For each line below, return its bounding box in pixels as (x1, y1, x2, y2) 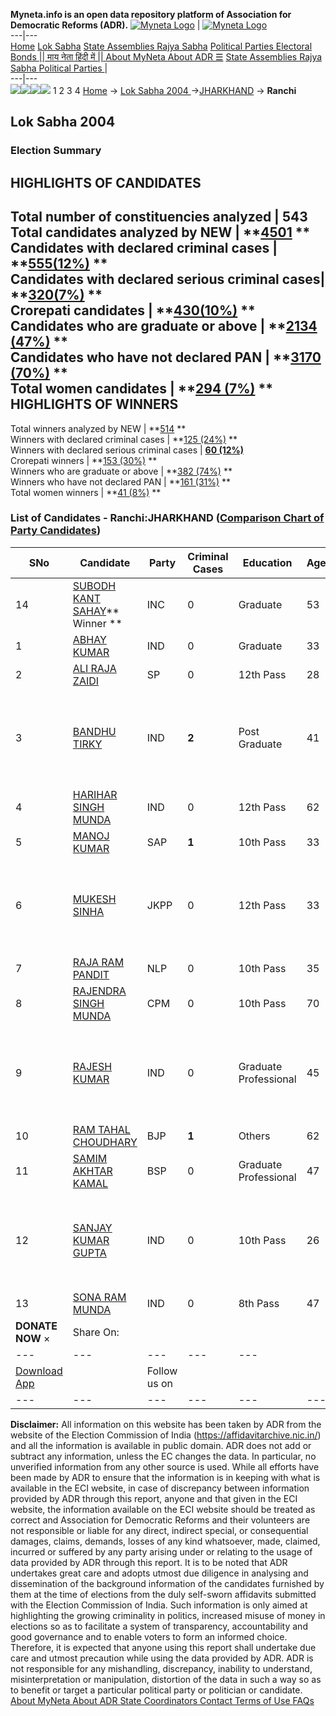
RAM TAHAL (72, 1122, 131, 1136)
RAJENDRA (72, 984, 127, 998)
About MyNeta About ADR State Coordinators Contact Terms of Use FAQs (10, 1694, 315, 1706)
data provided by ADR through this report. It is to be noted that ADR (10, 1556, 288, 1568)
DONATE (15, 1319, 58, 1333)
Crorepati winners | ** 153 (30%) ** (10, 454, 158, 466)
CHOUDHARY (72, 1135, 138, 1149)
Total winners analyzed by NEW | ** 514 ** (10, 422, 187, 434)
